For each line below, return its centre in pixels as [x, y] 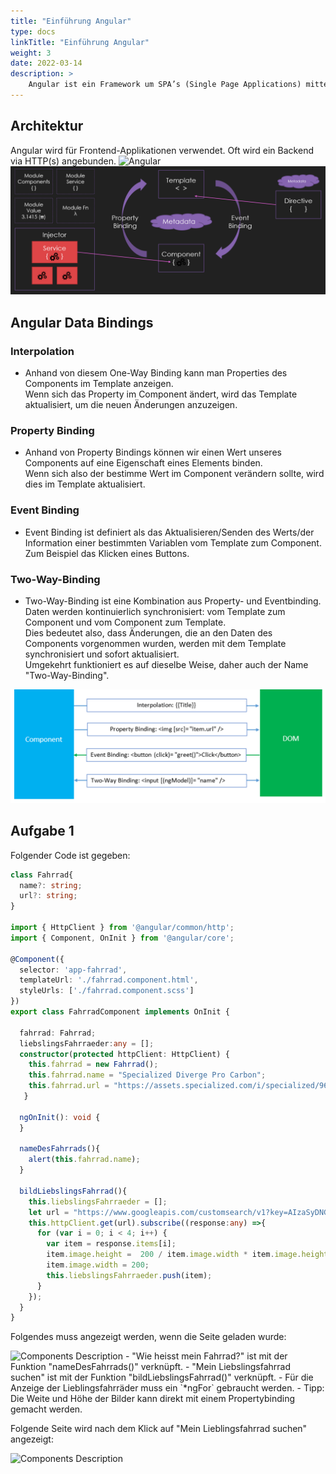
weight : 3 [31, 53]
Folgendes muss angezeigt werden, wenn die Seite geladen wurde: [148, 1337]
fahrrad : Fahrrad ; [58, 1033]
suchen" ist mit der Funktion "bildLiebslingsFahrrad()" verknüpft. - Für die [162, 1377]
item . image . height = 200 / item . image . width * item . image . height [187, 1255]
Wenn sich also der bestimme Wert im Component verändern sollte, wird [174, 474]
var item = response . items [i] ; [111, 1244]
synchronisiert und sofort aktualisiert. [102, 654]
